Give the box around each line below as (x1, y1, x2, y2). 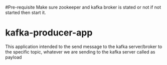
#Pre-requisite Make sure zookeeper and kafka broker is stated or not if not (5, 4, 161, 10)
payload (5, 54, 22, 60)
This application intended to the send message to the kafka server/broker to (5, 43, 162, 49)
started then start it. (5, 9, 46, 15)
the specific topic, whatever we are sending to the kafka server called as (5, 48, 155, 54)
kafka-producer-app (5, 27, 93, 38)
